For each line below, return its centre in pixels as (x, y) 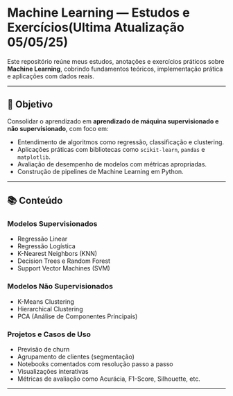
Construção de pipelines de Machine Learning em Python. (100, 171)
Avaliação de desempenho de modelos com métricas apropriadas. (112, 164)
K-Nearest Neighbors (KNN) (57, 254)
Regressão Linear (42, 239)
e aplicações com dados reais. (51, 76)
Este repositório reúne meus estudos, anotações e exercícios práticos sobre (116, 61)
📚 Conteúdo (35, 201)
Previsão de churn (43, 350)
